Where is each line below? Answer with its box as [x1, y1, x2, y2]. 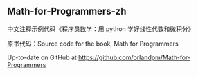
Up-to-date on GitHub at [7, 53, 78, 61]
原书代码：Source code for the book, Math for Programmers [7, 39, 179, 48]
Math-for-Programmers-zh [7, 6, 127, 17]
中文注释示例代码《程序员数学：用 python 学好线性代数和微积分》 [7, 24, 195, 33]
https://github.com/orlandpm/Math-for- [78, 53, 191, 61]
